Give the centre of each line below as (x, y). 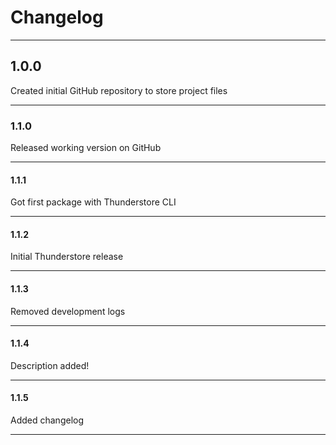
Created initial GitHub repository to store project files (119, 90)
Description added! (50, 365)
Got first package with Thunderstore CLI (93, 202)
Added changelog (47, 420)
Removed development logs (68, 311)
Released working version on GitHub (86, 148)
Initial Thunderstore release (67, 257)
